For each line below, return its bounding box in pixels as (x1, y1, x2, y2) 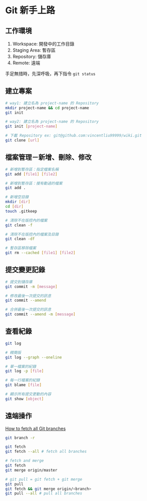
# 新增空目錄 (5, 195, 29, 200)
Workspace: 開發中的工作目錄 (12, 41, 75, 47)
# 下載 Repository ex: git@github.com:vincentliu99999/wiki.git (5, 133, 142, 138)
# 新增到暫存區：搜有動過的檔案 (5, 181, 63, 186)
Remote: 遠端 (12, 60, 40, 66)
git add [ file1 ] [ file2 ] (5, 171, 58, 176)
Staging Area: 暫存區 (12, 47, 56, 53)
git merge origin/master (5, 468, 58, 473)
